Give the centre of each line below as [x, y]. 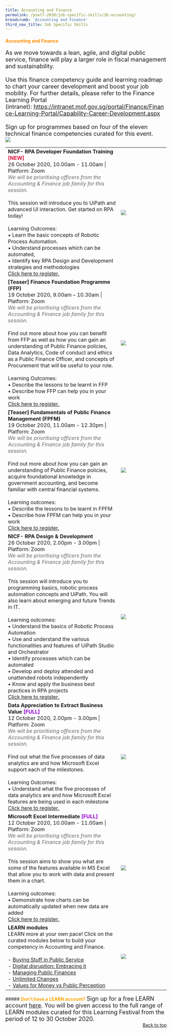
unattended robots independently [48, 678]
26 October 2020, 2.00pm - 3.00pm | [54, 543]
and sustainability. [30, 66]
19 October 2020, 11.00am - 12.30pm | [57, 426]
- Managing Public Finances [42, 973]
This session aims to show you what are [56, 861]
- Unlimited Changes [33, 979]
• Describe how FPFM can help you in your [59, 515]
